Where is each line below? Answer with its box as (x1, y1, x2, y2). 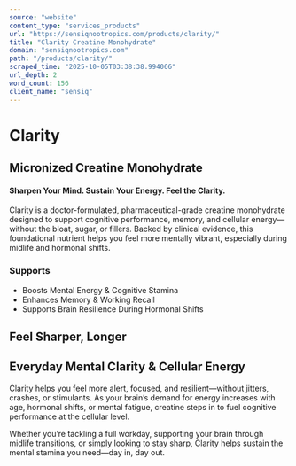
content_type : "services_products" (9, 21, 141, 30)
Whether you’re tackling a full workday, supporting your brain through (9, 428, 264, 439)
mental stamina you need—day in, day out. (9, 447, 166, 457)
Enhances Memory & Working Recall (21, 294, 155, 305)
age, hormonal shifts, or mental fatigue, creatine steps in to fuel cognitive (9, 401, 277, 412)
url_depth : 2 (9, 71, 58, 80)
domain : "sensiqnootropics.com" (9, 46, 129, 55)
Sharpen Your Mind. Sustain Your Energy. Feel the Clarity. (9, 185, 226, 196)
